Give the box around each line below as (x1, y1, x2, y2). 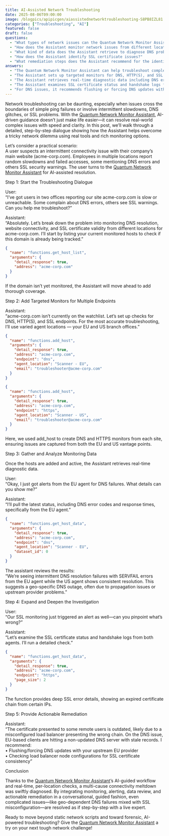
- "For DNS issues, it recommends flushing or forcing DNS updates (10, 87, 154, 92)
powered (5, 819, 24, 825)
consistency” (5, 758, 33, 764)
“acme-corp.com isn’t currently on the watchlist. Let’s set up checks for (5, 313, 154, 319)
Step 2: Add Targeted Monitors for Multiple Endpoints (5, 298, 116, 304)
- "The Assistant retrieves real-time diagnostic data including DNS (10, 77, 158, 82)
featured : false (5, 26, 39, 31)
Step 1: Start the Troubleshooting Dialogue (5, 179, 93, 185)
